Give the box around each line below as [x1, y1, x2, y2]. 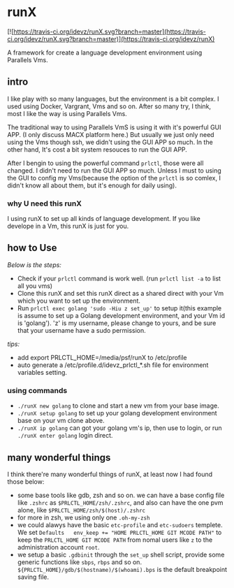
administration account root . [17, 543, 100, 551]
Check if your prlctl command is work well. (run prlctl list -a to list [17, 274, 221, 282]
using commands [7, 385, 68, 395]
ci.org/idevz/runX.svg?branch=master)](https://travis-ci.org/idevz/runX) [7, 34, 215, 43]
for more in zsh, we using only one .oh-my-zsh [17, 513, 150, 522]
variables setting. [17, 368, 68, 376]
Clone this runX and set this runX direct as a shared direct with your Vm [17, 289, 224, 297]
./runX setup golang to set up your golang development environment [17, 409, 218, 417]
